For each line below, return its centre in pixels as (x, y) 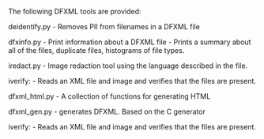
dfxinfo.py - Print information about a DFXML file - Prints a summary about (130, 42)
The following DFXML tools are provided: (75, 11)
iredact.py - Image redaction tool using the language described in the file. (128, 66)
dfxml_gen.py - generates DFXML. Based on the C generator (107, 111)
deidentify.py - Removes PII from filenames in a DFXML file (104, 26)
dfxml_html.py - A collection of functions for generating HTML (109, 96)
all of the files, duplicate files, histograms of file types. (96, 50)
